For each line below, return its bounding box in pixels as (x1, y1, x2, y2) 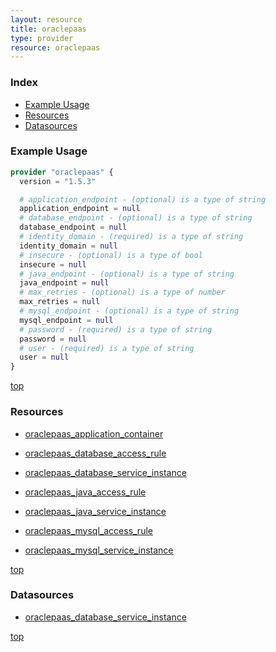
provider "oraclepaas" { (10, 167, 114, 177)
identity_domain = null (19, 241, 118, 251)
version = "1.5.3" (19, 176, 97, 186)
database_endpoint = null (19, 222, 128, 233)
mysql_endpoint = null (19, 315, 114, 325)
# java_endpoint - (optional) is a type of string (19, 269, 235, 279)
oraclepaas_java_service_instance (24, 505, 167, 517)
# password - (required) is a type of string (19, 324, 213, 335)
